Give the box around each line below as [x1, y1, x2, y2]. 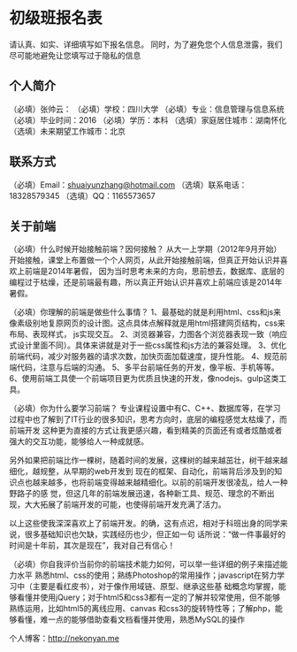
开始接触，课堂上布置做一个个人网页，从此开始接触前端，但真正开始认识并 [9, 255, 280, 265]
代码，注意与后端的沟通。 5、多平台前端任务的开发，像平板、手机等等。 [16, 362, 280, 372]
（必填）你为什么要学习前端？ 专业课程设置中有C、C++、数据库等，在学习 [9, 403, 281, 414]
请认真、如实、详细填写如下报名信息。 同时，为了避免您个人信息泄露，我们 [9, 39, 283, 50]
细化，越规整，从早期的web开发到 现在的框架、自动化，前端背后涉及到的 [9, 466, 275, 477]
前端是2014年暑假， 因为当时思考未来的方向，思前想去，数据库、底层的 [24, 266, 286, 277]
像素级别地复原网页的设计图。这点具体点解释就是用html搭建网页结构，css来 [9, 318, 286, 328]
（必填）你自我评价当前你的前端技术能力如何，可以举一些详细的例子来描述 [9, 559, 280, 570]
